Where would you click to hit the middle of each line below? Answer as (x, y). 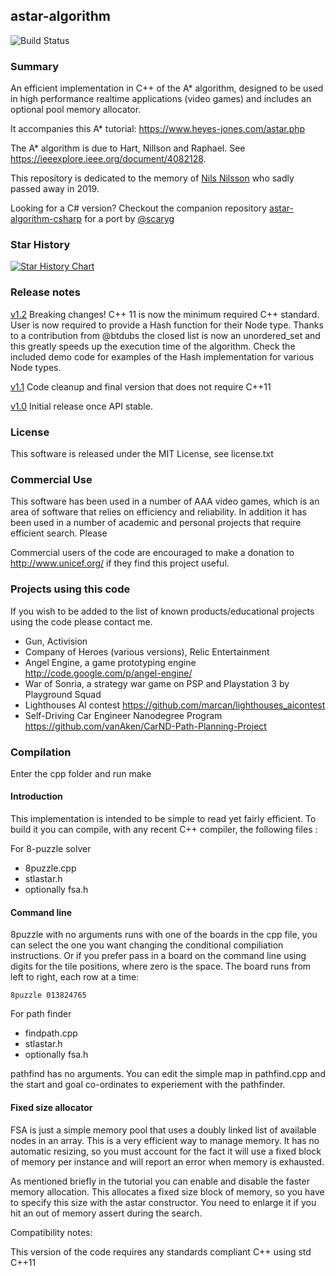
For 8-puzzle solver (51, 849)
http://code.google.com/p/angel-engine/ (108, 673)
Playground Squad (63, 694)
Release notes (45, 292)
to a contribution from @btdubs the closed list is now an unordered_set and (165, 335)
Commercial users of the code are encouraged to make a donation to (152, 553)
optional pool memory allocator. (76, 110)
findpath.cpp (51, 1033)
